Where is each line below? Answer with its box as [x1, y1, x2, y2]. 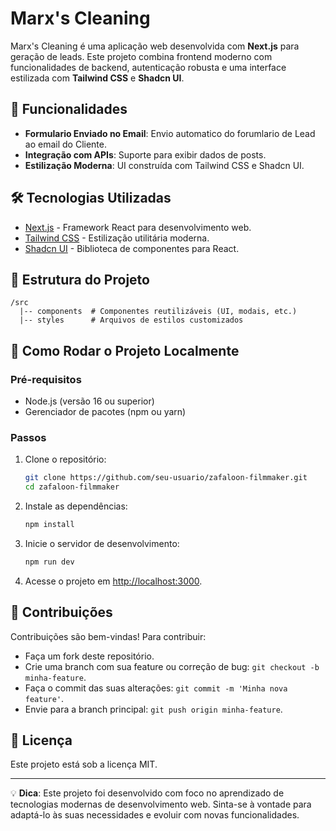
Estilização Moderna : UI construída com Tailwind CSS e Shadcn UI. [24, 159, 305, 171]
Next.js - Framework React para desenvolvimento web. [24, 221, 252, 233]
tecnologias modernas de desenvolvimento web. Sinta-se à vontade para [10, 798, 312, 811]
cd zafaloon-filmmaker [24, 482, 120, 492]
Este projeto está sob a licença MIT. [10, 758, 158, 771]
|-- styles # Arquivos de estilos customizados [19, 315, 244, 326]
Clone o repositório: [24, 453, 107, 466]
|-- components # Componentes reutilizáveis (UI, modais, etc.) [19, 307, 298, 317]
